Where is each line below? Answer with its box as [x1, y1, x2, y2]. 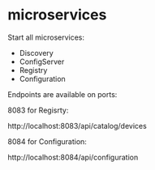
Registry [19, 65, 48, 74]
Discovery [19, 48, 54, 57]
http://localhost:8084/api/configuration [7, 152, 139, 162]
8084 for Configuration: [7, 136, 87, 147]
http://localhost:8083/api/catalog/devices [7, 121, 147, 130]
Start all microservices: [7, 32, 85, 42]
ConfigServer [19, 57, 65, 66]
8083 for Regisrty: [7, 105, 69, 115]
